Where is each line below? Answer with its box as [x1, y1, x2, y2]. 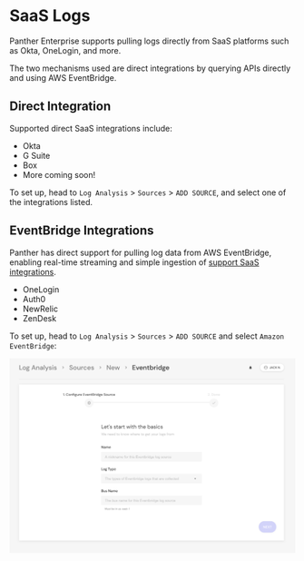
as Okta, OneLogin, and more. [9, 44, 122, 55]
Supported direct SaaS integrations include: [9, 123, 172, 133]
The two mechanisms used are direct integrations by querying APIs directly [9, 63, 291, 74]
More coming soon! [22, 169, 96, 180]
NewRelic [22, 303, 59, 314]
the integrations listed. [9, 196, 93, 207]
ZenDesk [22, 312, 57, 323]
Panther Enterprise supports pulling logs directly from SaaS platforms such [9, 35, 289, 46]
